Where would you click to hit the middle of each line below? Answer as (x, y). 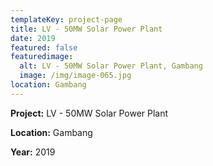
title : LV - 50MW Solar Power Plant (86, 29)
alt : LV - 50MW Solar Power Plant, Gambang (111, 66)
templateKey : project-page (66, 19)
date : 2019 (33, 38)
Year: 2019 (33, 152)
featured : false (44, 47)
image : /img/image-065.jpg (75, 76)
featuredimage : (42, 57)
